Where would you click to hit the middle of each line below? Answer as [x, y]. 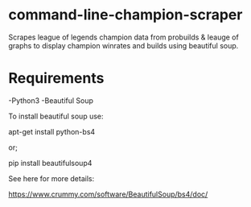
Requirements [56, 79]
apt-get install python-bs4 [52, 131]
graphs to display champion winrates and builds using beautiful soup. [123, 45]
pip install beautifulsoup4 [50, 163]
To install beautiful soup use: [56, 116]
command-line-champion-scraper [125, 15]
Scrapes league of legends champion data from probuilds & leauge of [123, 37]
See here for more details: [51, 178]
